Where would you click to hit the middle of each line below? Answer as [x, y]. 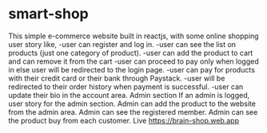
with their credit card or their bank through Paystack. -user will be [117, 78]
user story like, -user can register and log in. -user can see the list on [122, 44]
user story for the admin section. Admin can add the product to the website [132, 104]
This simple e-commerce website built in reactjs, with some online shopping [133, 36]
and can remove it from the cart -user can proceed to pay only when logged [134, 61]
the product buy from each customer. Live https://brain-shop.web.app [124, 120]
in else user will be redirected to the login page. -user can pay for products [132, 69]
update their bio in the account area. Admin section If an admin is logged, [129, 95]
